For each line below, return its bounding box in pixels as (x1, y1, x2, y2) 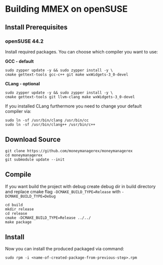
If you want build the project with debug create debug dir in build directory (5, 183, 156, 189)
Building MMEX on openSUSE (5, 3, 128, 15)
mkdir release (5, 207, 34, 212)
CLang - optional (5, 80, 40, 86)
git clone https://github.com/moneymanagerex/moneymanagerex (5, 148, 133, 153)
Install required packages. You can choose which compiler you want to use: (5, 49, 158, 54)
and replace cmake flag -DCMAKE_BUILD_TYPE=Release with (5, 188, 121, 194)
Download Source (5, 135, 61, 144)
